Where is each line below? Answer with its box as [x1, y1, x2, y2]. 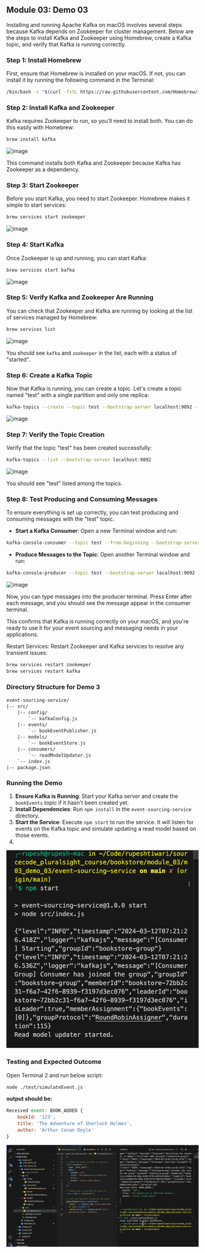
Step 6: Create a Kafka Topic [6, 371, 93, 379]
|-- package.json [6, 765, 51, 771]
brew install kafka [6, 136, 56, 143]
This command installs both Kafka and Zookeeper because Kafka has [6, 159, 181, 167]
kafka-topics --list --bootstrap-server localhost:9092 [6, 457, 151, 463]
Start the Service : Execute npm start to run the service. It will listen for [15, 819, 194, 826]
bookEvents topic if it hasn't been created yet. [15, 799, 129, 806]
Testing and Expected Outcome [6, 1058, 102, 1066]
